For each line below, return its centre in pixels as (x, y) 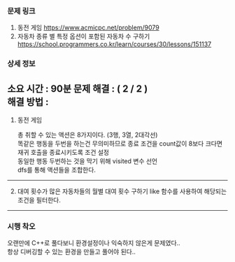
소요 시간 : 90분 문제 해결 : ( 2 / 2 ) (78, 89)
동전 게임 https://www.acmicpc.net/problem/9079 (88, 28)
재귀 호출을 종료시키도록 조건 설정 (63, 153)
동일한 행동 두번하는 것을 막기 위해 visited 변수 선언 (87, 161)
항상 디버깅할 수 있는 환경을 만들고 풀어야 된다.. (72, 252)
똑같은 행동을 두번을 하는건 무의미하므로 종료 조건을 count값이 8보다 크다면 (120, 144)
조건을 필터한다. (39, 200)
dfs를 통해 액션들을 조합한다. (57, 170)
